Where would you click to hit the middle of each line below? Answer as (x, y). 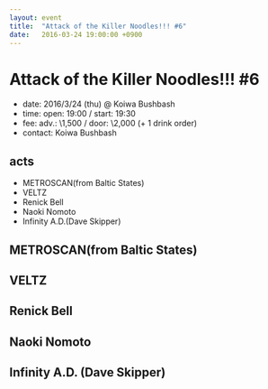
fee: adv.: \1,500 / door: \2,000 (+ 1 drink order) (110, 124)
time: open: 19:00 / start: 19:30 (79, 114)
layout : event (36, 18)
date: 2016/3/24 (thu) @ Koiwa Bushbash (98, 104)
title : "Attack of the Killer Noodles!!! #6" (98, 26)
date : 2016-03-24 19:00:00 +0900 (76, 34)
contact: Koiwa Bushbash (69, 133)
